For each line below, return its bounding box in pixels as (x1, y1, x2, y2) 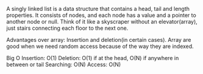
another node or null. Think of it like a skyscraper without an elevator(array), (6, 18, 198, 25)
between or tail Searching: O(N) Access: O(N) (6, 61, 121, 68)
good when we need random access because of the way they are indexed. (6, 42, 194, 50)
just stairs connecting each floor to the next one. (6, 24, 129, 32)
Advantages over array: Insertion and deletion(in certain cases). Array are (6, 36, 191, 43)
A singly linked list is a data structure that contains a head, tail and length (6, 5, 190, 12)
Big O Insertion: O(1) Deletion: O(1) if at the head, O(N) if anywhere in (6, 55, 179, 61)
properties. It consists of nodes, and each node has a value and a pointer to (6, 12, 196, 19)
